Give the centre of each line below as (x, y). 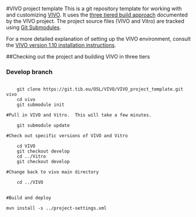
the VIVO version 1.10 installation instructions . (61, 45)
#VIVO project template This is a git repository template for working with (94, 9)
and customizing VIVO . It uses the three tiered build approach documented (97, 15)
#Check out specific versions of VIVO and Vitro (67, 136)
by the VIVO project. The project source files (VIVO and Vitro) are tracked (95, 21)
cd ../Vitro (31, 157)
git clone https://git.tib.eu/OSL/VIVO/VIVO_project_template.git (100, 89)
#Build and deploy (29, 198)
